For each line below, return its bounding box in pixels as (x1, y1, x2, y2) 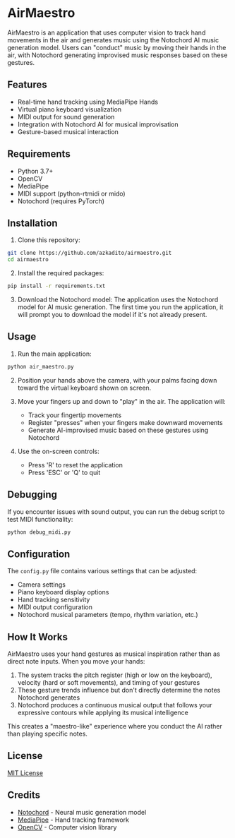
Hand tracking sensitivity (17, 595, 90, 604)
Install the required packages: (17, 269, 104, 277)
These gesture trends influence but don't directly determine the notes (17, 686, 221, 694)
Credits (7, 789, 41, 801)
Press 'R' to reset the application (28, 460, 123, 469)
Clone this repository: (17, 236, 80, 244)
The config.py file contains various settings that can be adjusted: (7, 567, 198, 575)
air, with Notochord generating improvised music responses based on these (7, 51, 228, 59)
